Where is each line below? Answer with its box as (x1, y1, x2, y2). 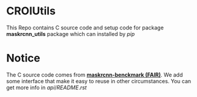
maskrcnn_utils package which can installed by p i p (6, 30, 135, 37)
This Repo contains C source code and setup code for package (6, 24, 164, 31)
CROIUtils (6, 4, 56, 18)
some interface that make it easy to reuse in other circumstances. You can (6, 77, 192, 84)
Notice (6, 51, 40, 65)
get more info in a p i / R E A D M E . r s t (6, 84, 87, 91)
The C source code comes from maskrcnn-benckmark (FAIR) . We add (6, 71, 183, 78)
